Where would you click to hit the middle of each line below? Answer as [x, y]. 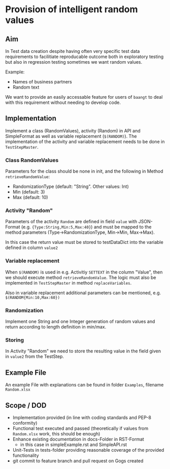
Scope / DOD [26, 405]
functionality [26, 455]
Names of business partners [42, 82]
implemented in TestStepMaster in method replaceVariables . [69, 283]
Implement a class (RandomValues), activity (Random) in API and [73, 130]
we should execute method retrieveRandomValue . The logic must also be [81, 277]
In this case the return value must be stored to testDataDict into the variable [84, 242]
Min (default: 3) [29, 192]
